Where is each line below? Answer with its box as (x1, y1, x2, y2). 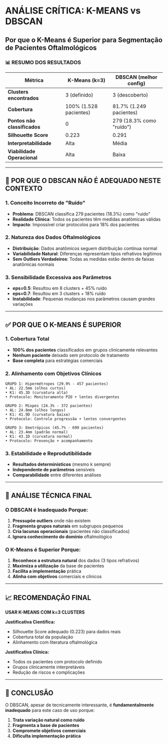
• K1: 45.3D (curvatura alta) (5, 390, 68, 396)
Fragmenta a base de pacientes (12, 722, 79, 728)
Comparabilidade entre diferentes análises (12, 472, 101, 478)
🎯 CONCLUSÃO (5, 688, 53, 697)
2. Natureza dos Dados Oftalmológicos (5, 234, 101, 241)
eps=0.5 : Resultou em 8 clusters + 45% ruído (12, 285, 107, 291)
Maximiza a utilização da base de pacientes (12, 563, 104, 569)
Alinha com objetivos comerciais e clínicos (12, 574, 102, 580)
